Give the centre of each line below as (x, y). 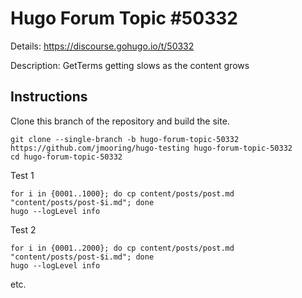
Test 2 (23, 229)
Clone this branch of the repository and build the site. (120, 121)
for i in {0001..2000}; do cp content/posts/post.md (122, 248)
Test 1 (22, 175)
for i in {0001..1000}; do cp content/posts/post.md (122, 193)
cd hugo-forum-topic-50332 (66, 157)
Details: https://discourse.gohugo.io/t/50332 (102, 46)
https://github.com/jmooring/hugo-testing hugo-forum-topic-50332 (151, 148)
